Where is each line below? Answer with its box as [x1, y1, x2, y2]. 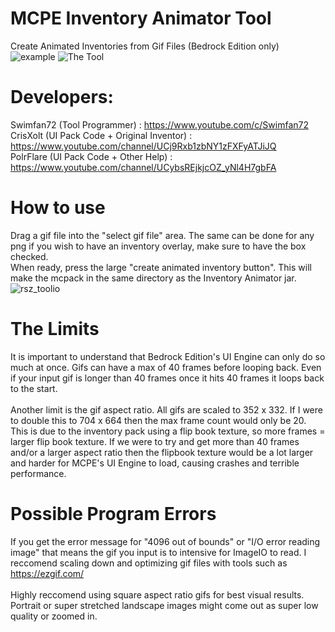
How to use [10, 197, 106, 219]
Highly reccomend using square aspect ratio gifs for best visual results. [10, 588, 305, 601]
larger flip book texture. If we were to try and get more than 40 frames [10, 435, 300, 447]
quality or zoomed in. [10, 610, 98, 622]
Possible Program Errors [10, 502, 217, 525]
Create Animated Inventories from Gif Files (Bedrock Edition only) [10, 40, 280, 52]
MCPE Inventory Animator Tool [10, 7, 272, 30]
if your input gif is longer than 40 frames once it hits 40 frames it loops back [10, 372, 325, 384]
